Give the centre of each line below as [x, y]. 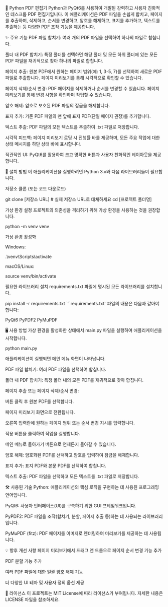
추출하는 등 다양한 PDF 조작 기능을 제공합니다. [50, 27]
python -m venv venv [27, 226]
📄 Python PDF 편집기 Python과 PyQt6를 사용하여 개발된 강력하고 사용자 [76, 8]
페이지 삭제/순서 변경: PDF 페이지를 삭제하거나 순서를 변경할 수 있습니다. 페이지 [82, 88]
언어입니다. [16, 495]
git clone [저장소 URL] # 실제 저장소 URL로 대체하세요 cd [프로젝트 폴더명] [78, 199]
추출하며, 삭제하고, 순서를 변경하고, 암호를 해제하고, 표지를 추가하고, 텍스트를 [85, 20]
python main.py [21, 348]
